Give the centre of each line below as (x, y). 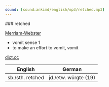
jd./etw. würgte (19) (72, 77)
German (72, 69)
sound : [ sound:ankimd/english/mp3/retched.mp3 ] (55, 10)
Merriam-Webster (23, 33)
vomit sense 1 (26, 43)
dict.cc (12, 57)
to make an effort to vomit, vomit (45, 47)
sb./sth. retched (26, 77)
